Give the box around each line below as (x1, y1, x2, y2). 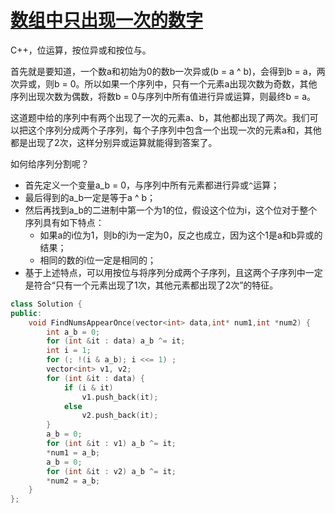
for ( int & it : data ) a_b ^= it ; (46, 336, 186, 346)
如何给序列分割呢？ (10, 157, 90, 170)
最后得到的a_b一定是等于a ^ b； (24, 191, 156, 203)
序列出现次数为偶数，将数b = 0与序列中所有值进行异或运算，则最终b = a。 (10, 90, 317, 102)
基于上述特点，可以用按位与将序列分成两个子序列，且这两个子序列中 (24, 266, 306, 278)
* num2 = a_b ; (46, 476, 101, 486)
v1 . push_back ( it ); (81, 392, 159, 402)
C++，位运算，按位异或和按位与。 (10, 44, 152, 56)
